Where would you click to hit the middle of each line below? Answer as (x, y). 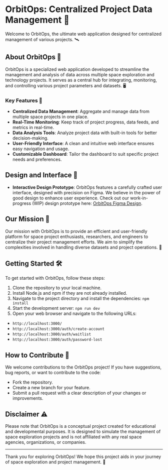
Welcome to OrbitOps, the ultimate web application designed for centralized (83, 34)
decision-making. (30, 138)
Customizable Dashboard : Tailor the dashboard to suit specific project (85, 154)
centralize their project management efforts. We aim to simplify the (74, 242)
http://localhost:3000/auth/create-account (58, 329)
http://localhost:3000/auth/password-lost (57, 340)
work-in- (139, 198)
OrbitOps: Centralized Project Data (79, 9)
